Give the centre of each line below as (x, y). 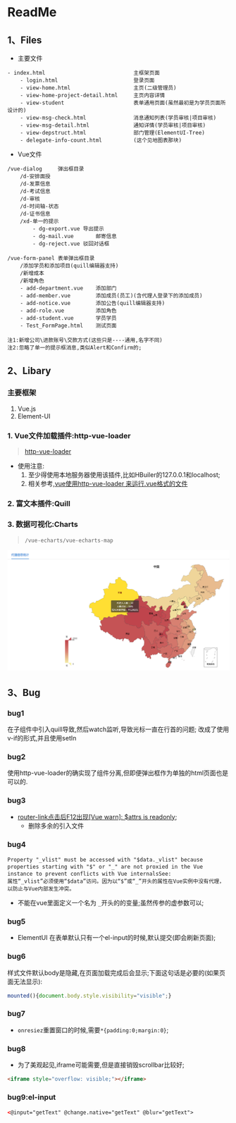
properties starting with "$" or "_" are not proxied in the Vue (105, 867)
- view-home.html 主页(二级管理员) (98, 88)
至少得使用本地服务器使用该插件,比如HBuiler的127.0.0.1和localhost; (124, 474)
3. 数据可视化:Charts (43, 524)
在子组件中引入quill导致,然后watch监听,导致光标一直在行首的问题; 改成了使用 (118, 729)
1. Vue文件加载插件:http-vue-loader (69, 435)
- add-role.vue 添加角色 (69, 311)
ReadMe (32, 12)
